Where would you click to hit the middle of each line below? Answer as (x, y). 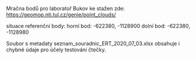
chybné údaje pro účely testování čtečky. (56, 50)
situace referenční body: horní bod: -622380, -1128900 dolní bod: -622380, (98, 26)
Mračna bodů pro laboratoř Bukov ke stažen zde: (66, 8)
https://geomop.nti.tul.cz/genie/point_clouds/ (61, 15)
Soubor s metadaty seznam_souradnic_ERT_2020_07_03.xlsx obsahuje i (93, 44)
